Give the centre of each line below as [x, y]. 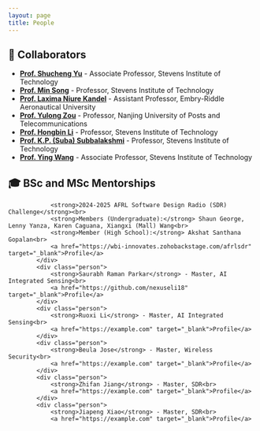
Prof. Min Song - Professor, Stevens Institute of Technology [117, 91]
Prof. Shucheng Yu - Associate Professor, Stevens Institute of [120, 74]
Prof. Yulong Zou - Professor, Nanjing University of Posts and [120, 116]
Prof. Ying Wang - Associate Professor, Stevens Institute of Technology [136, 158]
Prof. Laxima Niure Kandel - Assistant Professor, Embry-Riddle [122, 98]
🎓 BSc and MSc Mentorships [82, 183]
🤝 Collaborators [47, 55]
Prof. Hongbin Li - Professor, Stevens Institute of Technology [119, 132]
